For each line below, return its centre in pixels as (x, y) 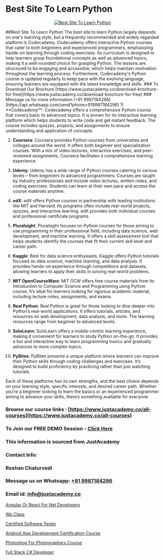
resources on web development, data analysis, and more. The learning (83, 316)
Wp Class (15, 514)
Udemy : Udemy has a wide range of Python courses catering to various (85, 170)
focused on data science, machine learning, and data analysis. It (77, 261)
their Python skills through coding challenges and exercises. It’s (77, 361)
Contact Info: (21, 454)
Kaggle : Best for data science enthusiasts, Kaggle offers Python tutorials (86, 256)
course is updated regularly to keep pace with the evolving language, (75, 79)
